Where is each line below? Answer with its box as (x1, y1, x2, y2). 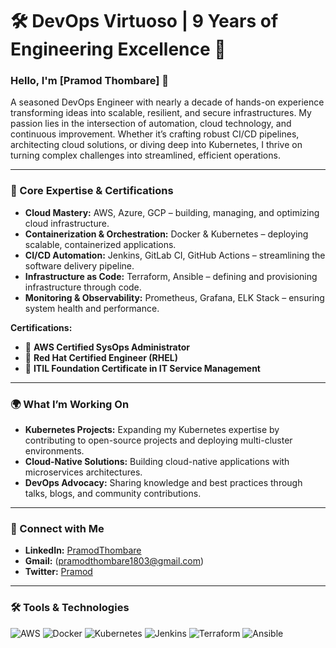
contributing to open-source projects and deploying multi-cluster (24, 434, 293, 447)
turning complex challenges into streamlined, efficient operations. (10, 149, 281, 162)
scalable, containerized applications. (24, 238, 177, 250)
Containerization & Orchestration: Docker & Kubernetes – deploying (24, 228, 309, 240)
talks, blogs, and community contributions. (24, 488, 202, 500)
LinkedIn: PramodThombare (24, 544, 142, 557)
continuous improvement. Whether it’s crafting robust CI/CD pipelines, (10, 128, 300, 140)
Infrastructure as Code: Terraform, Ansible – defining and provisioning (24, 270, 318, 282)
